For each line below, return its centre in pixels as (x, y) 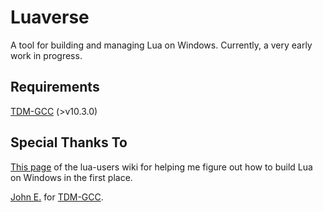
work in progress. (46, 55)
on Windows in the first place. (71, 177)
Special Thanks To (69, 142)
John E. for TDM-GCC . (57, 197)
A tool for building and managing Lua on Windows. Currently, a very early (161, 45)
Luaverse (50, 17)
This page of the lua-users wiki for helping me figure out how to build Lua (161, 167)
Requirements (55, 87)
